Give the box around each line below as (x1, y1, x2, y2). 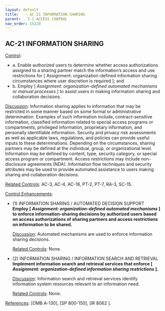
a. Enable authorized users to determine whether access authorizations (12, 62, 159, 68)
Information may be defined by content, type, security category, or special (5, 151, 157, 156)
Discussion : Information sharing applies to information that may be (5, 104, 141, 109)
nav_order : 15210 (5, 21, 41, 26)
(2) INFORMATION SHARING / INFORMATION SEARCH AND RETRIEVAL (12, 256, 159, 261)
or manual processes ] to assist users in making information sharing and (12, 89, 160, 95)
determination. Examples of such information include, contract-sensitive (5, 114, 153, 120)
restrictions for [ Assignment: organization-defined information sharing (12, 73, 157, 79)
